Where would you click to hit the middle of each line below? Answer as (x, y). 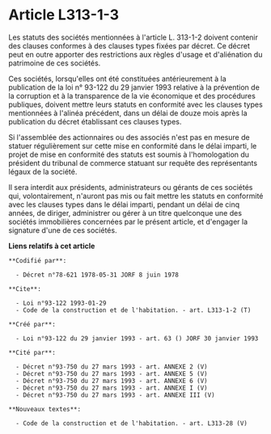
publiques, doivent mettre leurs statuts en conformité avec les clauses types (135, 104)
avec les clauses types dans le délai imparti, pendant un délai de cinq (124, 204)
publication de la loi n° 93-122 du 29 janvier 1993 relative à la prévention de (134, 87)
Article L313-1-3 (64, 15)
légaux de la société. (43, 171)
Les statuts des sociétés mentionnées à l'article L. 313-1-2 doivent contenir (133, 37)
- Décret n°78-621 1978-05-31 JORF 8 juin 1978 (97, 275)
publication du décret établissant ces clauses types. (95, 121)
